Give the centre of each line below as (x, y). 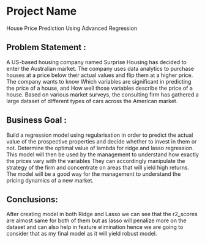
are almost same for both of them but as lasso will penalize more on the (96, 220)
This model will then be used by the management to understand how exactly (102, 154)
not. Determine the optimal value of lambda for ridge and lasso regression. (100, 148)
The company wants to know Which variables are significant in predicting (99, 81)
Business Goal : (37, 120)
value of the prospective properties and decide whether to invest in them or (102, 141)
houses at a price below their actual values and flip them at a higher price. (100, 75)
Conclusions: (32, 199)
